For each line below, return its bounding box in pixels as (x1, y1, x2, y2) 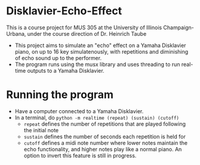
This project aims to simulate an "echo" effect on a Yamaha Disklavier (14, 42, 186, 49)
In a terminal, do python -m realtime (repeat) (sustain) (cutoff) (14, 114, 180, 121)
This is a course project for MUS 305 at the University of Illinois (6, 24, 162, 31)
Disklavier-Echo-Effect (6, 4, 122, 18)
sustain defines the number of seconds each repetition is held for (23, 133, 186, 140)
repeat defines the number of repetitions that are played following (23, 120, 186, 127)
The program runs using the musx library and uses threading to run (14, 61, 180, 68)
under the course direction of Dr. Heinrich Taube (27, 30, 147, 37)
